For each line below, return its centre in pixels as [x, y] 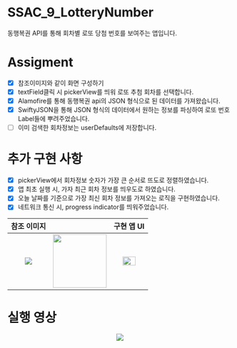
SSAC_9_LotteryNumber [81, 12]
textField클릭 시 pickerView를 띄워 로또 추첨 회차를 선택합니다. [106, 92]
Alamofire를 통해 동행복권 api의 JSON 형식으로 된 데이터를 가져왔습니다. [119, 101]
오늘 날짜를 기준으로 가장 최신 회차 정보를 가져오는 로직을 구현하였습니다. [118, 198]
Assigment [40, 62]
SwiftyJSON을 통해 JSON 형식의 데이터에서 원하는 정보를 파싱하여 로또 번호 [124, 110]
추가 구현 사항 [45, 159]
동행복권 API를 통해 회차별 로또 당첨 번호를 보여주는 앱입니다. [92, 33]
